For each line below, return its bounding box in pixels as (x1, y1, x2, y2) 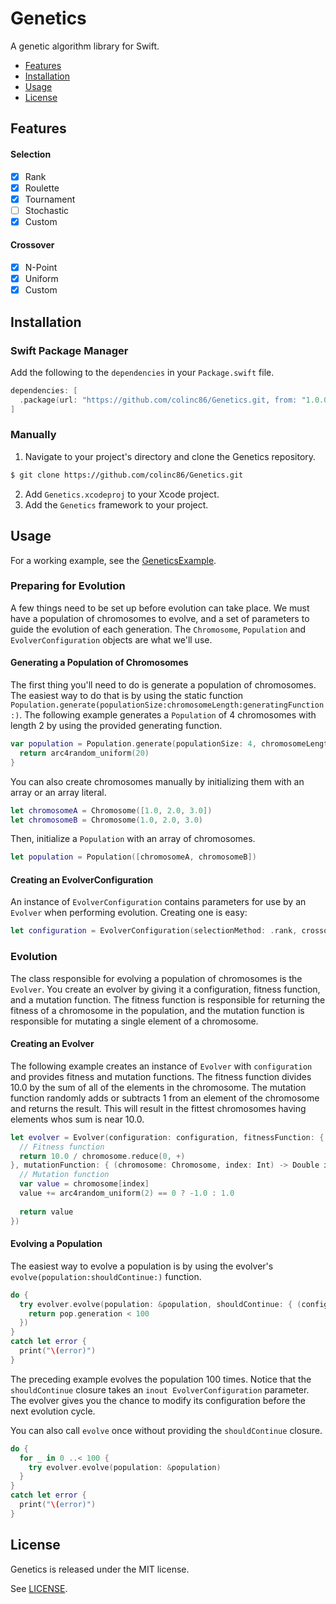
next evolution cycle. (10, 1405, 96, 1417)
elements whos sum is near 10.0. (10, 1113, 145, 1125)
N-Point (24, 262, 58, 274)
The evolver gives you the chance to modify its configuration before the (10, 1394, 306, 1406)
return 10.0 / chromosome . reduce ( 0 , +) (19, 1151, 186, 1161)
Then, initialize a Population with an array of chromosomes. (10, 833, 256, 845)
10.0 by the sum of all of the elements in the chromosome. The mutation (10, 1081, 307, 1093)
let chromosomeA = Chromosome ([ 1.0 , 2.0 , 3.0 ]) (10, 805, 213, 816)
